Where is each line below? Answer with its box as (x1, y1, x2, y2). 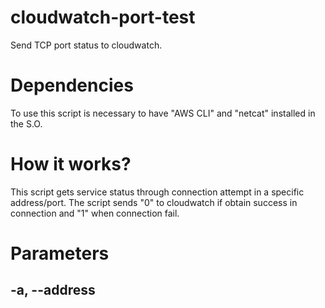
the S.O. (10, 117, 43, 130)
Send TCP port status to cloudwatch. (10, 39, 163, 51)
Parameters (10, 242, 110, 265)
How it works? (10, 153, 132, 176)
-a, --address (10, 282, 96, 299)
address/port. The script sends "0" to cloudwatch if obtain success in (10, 196, 298, 208)
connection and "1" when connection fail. (10, 207, 180, 219)
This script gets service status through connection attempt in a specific (10, 186, 305, 198)
